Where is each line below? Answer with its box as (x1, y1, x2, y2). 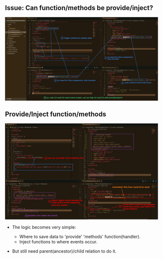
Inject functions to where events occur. (19, 239, 98, 245)
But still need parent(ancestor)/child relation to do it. (12, 248, 116, 254)
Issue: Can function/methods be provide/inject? (5, 4, 153, 12)
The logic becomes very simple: (12, 224, 77, 230)
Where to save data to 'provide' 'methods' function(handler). (19, 234, 141, 240)
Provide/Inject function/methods (5, 110, 107, 119)
